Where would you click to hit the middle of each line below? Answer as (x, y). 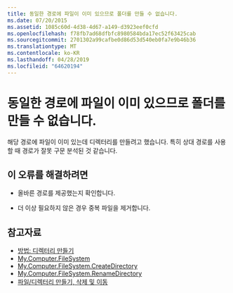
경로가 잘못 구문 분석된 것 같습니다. (70, 150)
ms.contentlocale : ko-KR (44, 54)
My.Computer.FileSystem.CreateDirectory (78, 266)
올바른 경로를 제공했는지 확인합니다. (66, 193)
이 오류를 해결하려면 (48, 174)
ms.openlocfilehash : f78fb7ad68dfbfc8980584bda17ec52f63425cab (102, 33)
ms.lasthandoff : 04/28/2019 (48, 60)
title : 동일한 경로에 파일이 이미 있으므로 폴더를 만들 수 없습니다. (93, 14)
